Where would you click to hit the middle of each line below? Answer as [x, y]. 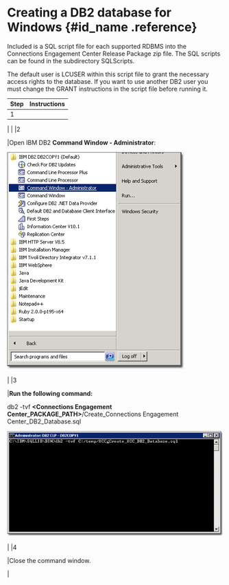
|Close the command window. [49, 560]
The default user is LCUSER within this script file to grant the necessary [108, 74]
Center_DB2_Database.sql [44, 421]
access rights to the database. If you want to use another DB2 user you [108, 81]
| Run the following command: [50, 394]
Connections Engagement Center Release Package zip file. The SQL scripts [114, 54]
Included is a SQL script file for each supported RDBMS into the [97, 46]
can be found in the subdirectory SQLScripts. [71, 60]
